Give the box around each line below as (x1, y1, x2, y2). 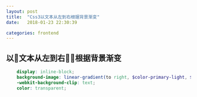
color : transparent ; (16, 85, 67, 91)
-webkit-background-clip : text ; (16, 79, 96, 85)
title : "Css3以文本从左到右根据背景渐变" (6, 14, 100, 20)
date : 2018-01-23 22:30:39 (6, 19, 77, 25)
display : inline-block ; (16, 69, 75, 75)
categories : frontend (6, 30, 59, 36)
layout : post (6, 8, 38, 15)
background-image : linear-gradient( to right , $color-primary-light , (16, 74, 188, 80)
